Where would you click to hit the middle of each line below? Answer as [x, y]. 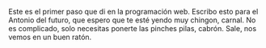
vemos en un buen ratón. [50, 37]
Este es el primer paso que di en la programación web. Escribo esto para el [133, 12]
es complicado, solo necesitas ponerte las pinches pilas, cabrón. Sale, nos [133, 28]
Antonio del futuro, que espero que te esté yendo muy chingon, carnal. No [132, 20]
